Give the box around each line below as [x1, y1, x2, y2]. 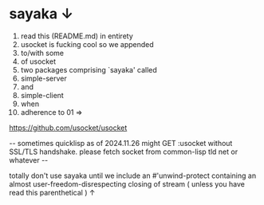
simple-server [20, 73, 67, 83]
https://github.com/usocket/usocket [9, 123, 128, 132]
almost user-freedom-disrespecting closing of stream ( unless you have [9, 179, 246, 188]
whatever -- [9, 155, 49, 164]
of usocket [20, 57, 57, 66]
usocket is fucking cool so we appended [20, 39, 154, 49]
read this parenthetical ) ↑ [9, 187, 96, 197]
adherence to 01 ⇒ [20, 107, 83, 116]
